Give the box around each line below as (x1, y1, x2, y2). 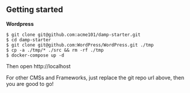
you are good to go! (6, 80, 54, 87)
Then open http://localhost (6, 62, 71, 69)
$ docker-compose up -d (6, 52, 65, 58)
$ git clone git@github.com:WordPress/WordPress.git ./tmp (6, 42, 154, 48)
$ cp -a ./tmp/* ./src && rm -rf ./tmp (6, 47, 104, 53)
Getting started (6, 5, 64, 15)
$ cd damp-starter (6, 36, 51, 43)
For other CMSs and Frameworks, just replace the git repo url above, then (6, 74, 184, 81)
